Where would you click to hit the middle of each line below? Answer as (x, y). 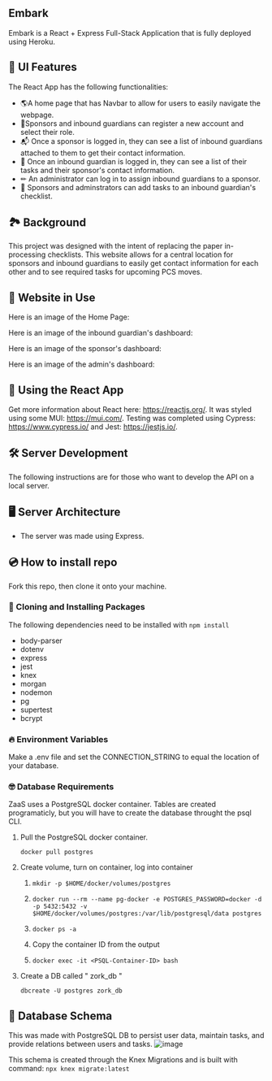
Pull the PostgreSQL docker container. (84, 837)
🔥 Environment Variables (58, 739)
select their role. (47, 132)
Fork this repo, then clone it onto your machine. (88, 586)
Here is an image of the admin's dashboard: (82, 364)
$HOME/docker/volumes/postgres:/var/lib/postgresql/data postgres (147, 914)
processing (27, 254)
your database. (34, 766)
